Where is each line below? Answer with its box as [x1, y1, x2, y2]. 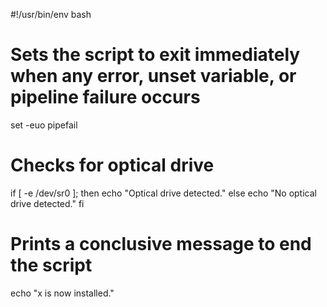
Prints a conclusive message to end [10, 233, 312, 256]
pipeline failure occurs [10, 86, 201, 109]
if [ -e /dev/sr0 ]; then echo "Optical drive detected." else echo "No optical [10, 187, 317, 199]
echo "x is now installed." [10, 287, 115, 299]
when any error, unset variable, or [10, 65, 297, 88]
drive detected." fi [10, 197, 85, 209]
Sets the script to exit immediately [10, 44, 301, 66]
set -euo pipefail [10, 119, 78, 131]
